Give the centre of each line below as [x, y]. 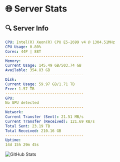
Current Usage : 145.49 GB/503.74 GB [43, 66]
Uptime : [13, 140]
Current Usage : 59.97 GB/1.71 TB [40, 84]
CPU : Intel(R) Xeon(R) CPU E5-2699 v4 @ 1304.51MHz [60, 42]
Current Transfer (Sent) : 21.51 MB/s [44, 117]
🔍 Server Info [27, 28]
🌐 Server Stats [36, 9]
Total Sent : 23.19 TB [28, 126]
